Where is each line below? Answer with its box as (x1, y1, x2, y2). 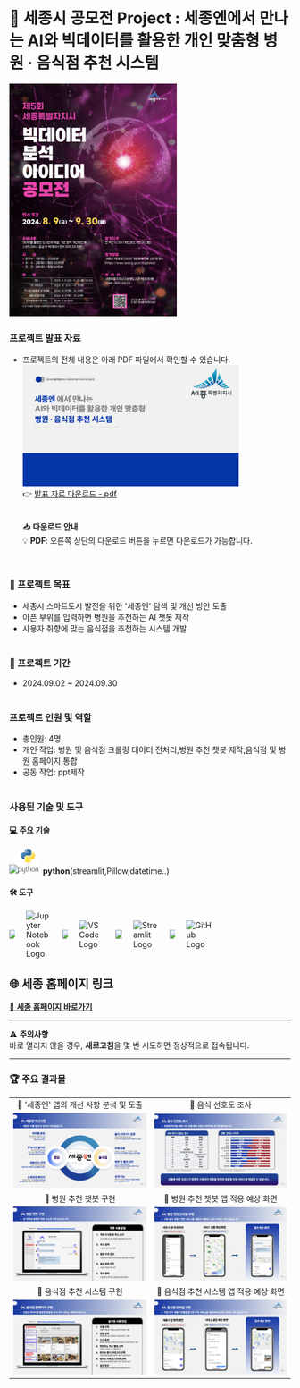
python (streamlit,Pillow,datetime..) (42, 865, 170, 876)
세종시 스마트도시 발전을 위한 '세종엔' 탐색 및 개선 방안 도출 (21, 600, 228, 611)
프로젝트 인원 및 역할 (9, 712, 92, 724)
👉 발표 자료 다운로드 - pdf (21, 488, 118, 499)
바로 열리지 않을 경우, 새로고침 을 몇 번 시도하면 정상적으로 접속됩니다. (9, 1040, 250, 1051)
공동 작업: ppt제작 (21, 766, 85, 778)
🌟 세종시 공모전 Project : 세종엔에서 (9, 8, 256, 29)
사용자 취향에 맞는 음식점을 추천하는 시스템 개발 (21, 622, 187, 633)
